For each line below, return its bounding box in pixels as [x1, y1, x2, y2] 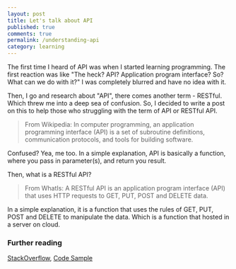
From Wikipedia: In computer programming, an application [24, 120, 194, 128]
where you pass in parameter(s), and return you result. [7, 156, 167, 165]
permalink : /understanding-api [7, 37, 100, 44]
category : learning [7, 43, 65, 50]
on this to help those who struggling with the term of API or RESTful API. [7, 107, 218, 115]
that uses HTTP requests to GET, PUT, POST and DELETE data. [24, 192, 208, 200]
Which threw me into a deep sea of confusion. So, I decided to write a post [7, 99, 225, 107]
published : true [7, 23, 55, 30]
